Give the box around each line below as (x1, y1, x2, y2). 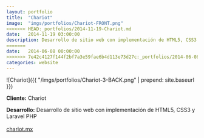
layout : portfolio (6, 8, 53, 15)
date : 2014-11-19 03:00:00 (6, 31, 80, 38)
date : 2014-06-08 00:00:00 (6, 48, 80, 54)
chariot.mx (6, 125, 33, 133)
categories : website (6, 59, 59, 65)
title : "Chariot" (6, 15, 53, 21)
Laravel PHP (6, 113, 38, 120)
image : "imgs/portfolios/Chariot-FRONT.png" (6, 20, 123, 26)
